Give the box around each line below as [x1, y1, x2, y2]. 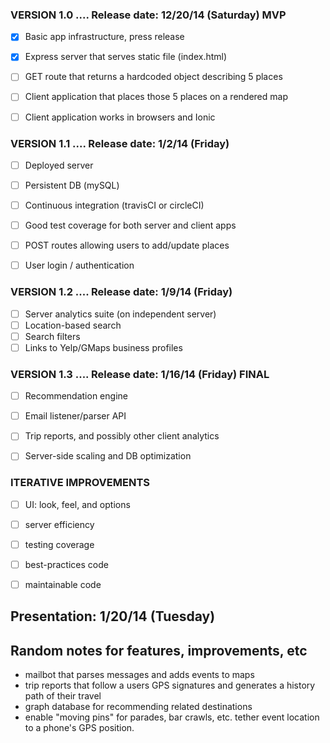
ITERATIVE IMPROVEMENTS [10, 476, 150, 490]
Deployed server [24, 159, 94, 171]
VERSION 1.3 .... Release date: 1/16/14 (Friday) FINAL [10, 367, 270, 381]
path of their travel [24, 690, 102, 702]
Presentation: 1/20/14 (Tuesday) [10, 608, 216, 625]
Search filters [24, 330, 81, 342]
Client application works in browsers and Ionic [24, 111, 216, 123]
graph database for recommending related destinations [24, 701, 253, 713]
